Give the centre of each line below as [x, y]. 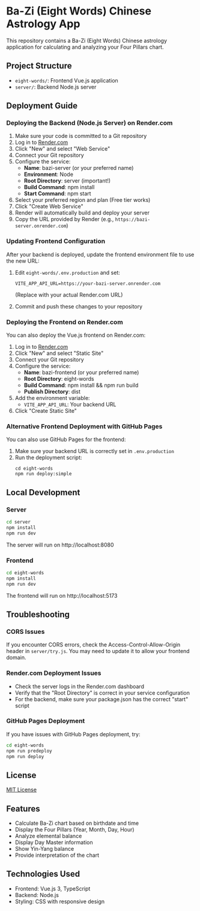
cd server [19, 522]
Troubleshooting [38, 614]
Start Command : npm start [57, 193]
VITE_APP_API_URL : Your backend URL [70, 404]
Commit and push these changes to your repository [79, 306]
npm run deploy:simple [43, 474]
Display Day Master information [54, 842]
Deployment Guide [42, 106]
